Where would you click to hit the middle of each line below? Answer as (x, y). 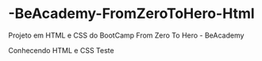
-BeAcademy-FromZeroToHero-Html (132, 14)
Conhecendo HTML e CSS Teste (61, 50)
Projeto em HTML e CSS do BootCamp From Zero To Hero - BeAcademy (126, 35)
